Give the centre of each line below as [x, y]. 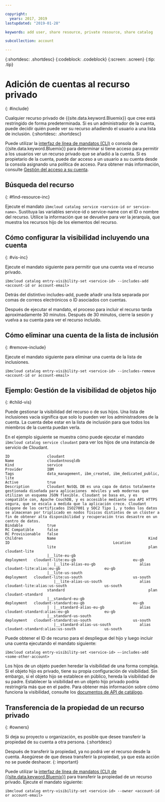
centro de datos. [23, 521]
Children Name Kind [81, 539]
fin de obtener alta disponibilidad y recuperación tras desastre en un [81, 517]
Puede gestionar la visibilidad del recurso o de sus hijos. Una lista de [75, 412]
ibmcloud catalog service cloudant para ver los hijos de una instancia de [80, 442]
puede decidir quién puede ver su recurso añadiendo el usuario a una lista [81, 129]
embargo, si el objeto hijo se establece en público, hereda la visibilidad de [80, 676]
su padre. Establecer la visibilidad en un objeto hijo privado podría [72, 682]
